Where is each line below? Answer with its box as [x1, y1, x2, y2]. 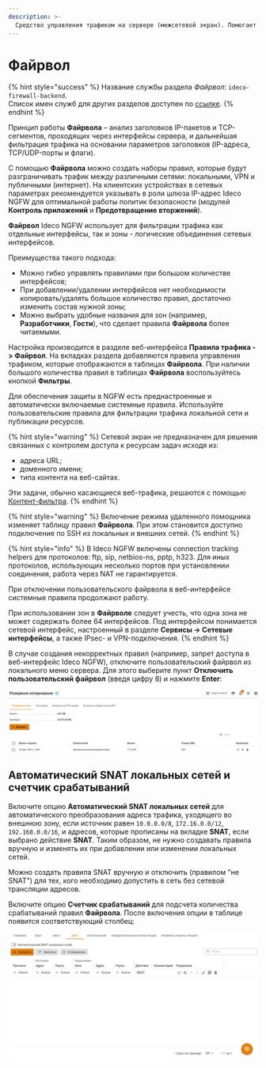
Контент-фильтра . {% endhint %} [8, 496, 119, 506]
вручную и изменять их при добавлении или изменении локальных [8, 844, 237, 853]
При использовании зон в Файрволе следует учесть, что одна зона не [8, 608, 248, 618]
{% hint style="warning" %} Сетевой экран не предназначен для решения [8, 432, 258, 442]
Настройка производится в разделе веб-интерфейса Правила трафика [8, 343, 252, 352]
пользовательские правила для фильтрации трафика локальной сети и [8, 409, 249, 418]
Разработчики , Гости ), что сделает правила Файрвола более [19, 319, 230, 329]
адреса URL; [19, 456, 63, 466]
